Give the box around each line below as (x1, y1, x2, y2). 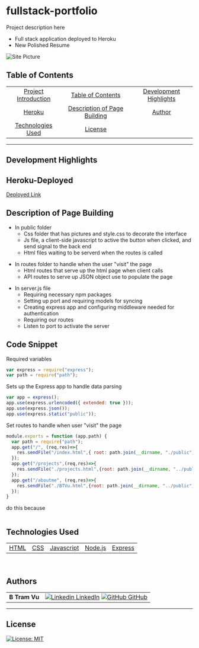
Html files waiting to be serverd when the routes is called (23, 249, 163, 256)
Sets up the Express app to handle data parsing (6, 383, 122, 390)
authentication (23, 309, 59, 317)
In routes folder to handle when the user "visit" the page (14, 260, 152, 267)
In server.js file (14, 285, 51, 292)
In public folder (14, 224, 52, 231)
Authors (6, 576, 37, 586)
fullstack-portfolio (6, 4, 98, 18)
